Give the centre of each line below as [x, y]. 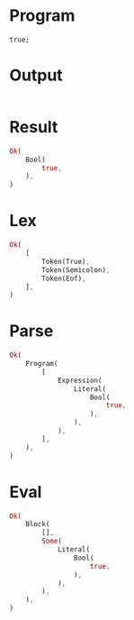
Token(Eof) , [64, 278]
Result [34, 128]
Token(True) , [66, 261]
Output [36, 75]
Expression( [80, 380]
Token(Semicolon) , [76, 270]
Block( [38, 524]
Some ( [52, 542]
